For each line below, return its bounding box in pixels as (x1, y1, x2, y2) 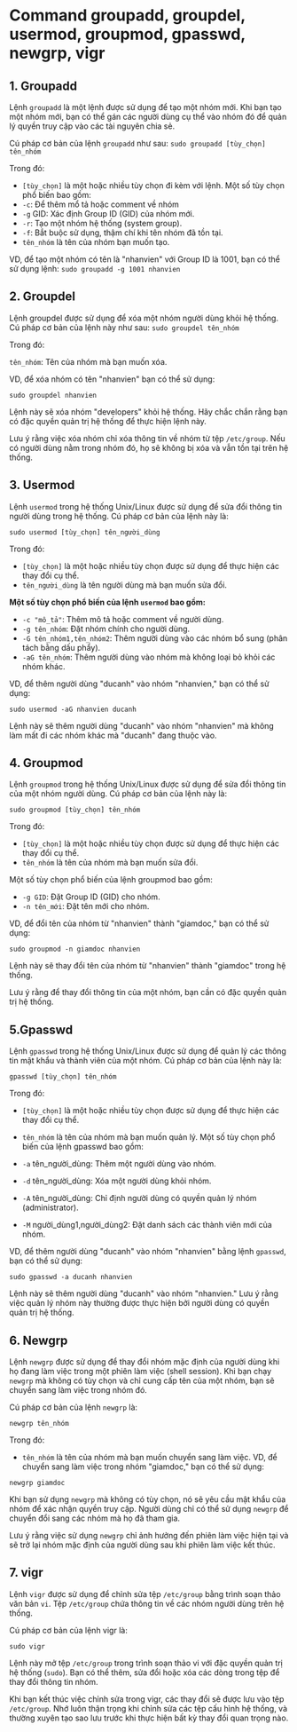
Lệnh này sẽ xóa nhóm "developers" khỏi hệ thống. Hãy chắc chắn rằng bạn (9, 406, 288, 417)
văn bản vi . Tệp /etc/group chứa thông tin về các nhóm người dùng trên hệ (9, 1598, 285, 1609)
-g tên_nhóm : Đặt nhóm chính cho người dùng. (21, 623, 191, 634)
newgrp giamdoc (9, 1479, 66, 1488)
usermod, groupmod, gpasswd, (9, 24, 246, 44)
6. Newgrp (9, 1333, 68, 1348)
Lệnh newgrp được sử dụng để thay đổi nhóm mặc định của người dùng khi (9, 1356, 280, 1367)
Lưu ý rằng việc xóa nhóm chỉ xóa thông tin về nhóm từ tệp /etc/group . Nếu (9, 432, 285, 444)
